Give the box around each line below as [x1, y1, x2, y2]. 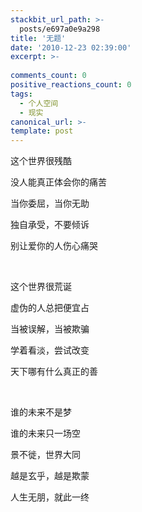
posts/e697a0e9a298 [19, 24, 101, 34]
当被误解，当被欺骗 [10, 323, 90, 335]
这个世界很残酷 [10, 155, 72, 167]
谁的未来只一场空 [10, 427, 81, 440]
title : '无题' [10, 33, 67, 43]
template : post [10, 126, 74, 136]
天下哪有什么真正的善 [10, 366, 98, 378]
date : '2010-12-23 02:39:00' [10, 42, 132, 53]
